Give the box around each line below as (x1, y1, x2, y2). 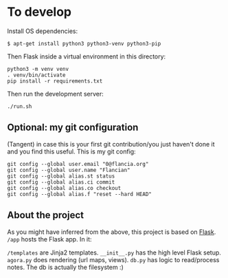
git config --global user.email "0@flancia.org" (7, 160, 149, 167)
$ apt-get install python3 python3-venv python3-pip (7, 40, 161, 47)
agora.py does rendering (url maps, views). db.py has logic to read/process (7, 255, 220, 264)
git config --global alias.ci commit (7, 178, 115, 186)
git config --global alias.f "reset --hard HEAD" (7, 191, 152, 197)
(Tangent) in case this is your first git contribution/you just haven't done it (7, 140, 215, 148)
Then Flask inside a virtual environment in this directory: (7, 52, 166, 61)
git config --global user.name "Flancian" (7, 167, 130, 173)
